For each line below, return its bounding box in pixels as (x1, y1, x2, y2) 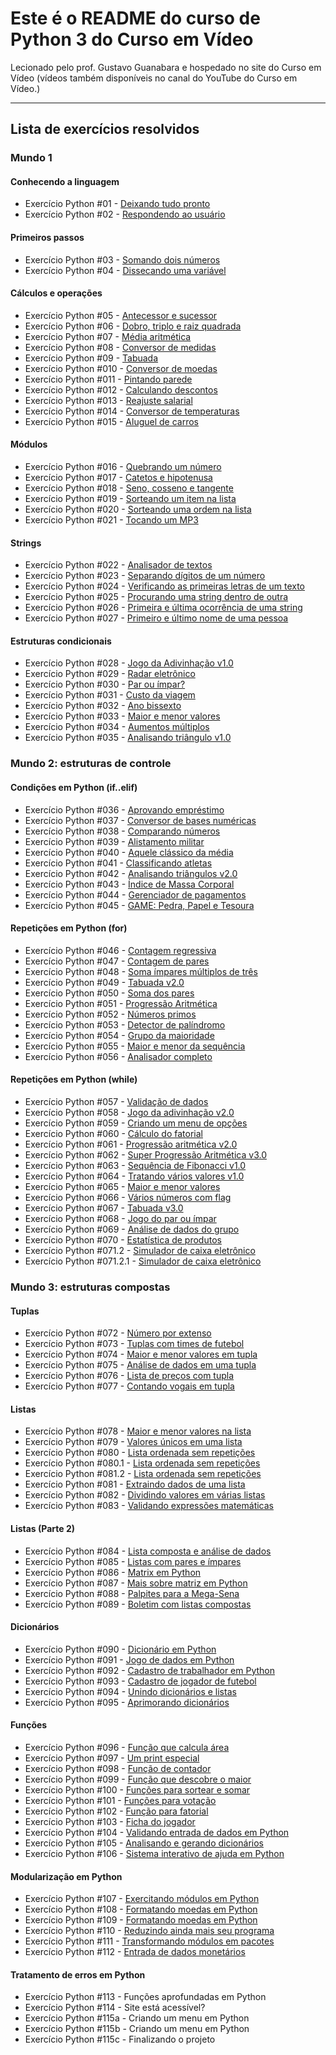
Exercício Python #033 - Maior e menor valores (24, 710, 221, 722)
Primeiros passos (10, 232, 85, 244)
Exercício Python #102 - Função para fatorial (24, 1805, 209, 1817)
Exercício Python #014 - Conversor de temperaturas (24, 405, 240, 417)
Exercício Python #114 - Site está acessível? (24, 2002, 206, 2014)
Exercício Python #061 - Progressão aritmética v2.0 (24, 1138, 238, 1150)
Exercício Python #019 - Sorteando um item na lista (24, 493, 237, 505)
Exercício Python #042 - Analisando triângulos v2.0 (24, 867, 238, 879)
